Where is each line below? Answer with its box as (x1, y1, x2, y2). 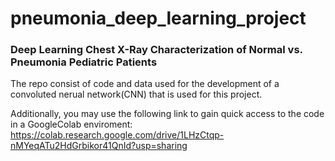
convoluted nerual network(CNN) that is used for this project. (10, 88, 263, 101)
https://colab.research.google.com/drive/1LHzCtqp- (10, 129, 225, 141)
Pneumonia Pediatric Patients (10, 55, 158, 69)
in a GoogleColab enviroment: (10, 118, 133, 131)
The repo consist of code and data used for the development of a (10, 78, 280, 90)
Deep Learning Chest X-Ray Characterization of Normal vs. (10, 43, 303, 57)
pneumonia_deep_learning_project (10, 7, 307, 30)
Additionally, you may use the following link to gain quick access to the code (10, 108, 325, 120)
